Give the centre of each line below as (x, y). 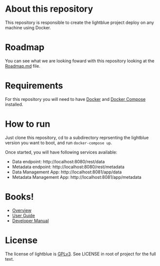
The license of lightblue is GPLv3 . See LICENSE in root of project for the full (81, 254)
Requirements (34, 86)
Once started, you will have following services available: (61, 152)
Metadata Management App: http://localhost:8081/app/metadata (77, 177)
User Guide (23, 215)
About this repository (49, 9)
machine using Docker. (28, 27)
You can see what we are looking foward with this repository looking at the (80, 61)
